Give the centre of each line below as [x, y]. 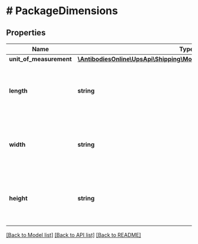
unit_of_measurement [40, 59]
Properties [26, 33]
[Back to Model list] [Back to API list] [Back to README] [74, 235]
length [18, 91]
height [18, 198]
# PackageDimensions [62, 11]
